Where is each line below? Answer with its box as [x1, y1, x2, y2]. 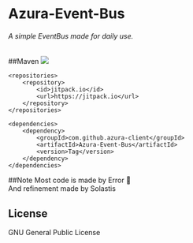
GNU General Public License [8, 228, 101, 237]
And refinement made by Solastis [8, 184, 117, 193]
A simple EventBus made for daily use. [8, 31, 134, 40]
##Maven [8, 57, 39, 66]
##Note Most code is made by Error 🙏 [8, 175, 132, 185]
